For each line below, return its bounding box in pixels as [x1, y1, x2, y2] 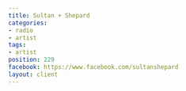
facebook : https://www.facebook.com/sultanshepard [8, 63, 179, 71]
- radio [8, 26, 34, 34]
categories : [8, 19, 47, 27]
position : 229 [8, 56, 55, 64]
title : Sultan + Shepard [8, 11, 90, 20]
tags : [8, 41, 26, 49]
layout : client [8, 70, 59, 78]
